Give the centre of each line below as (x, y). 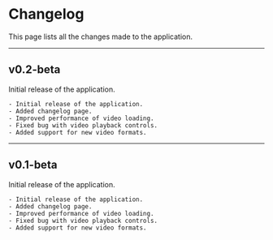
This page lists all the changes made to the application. (101, 36)
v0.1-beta (33, 165)
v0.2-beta (35, 70)
